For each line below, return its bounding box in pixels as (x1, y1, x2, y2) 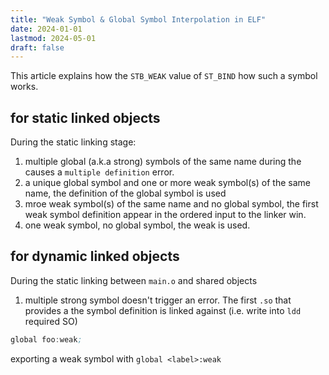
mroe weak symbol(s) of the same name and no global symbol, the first (24, 198, 319, 210)
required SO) (24, 315, 78, 327)
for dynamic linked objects (10, 248, 180, 265)
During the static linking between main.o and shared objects (10, 274, 258, 286)
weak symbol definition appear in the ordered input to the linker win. (24, 209, 307, 221)
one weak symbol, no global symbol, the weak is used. (24, 219, 251, 231)
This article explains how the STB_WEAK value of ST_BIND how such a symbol (10, 70, 318, 82)
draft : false (10, 42, 65, 53)
